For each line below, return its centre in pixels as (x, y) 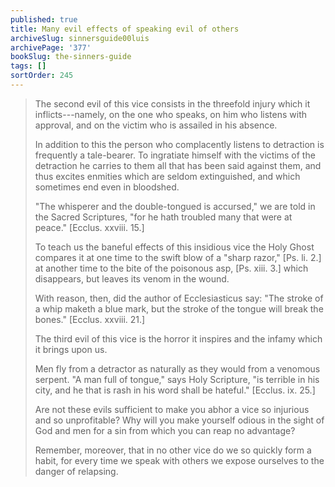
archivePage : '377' (51, 47)
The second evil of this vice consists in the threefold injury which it (172, 103)
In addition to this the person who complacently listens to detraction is (179, 144)
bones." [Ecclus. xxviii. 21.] (90, 319)
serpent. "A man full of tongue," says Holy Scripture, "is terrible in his (177, 379)
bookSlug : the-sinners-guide (71, 57)
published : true (44, 19)
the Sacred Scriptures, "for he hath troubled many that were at (163, 217)
